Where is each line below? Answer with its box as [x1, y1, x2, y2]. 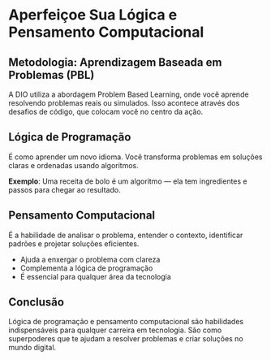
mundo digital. [8, 343, 57, 353]
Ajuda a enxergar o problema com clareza [19, 254, 161, 264]
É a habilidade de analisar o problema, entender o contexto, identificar [8, 230, 243, 240]
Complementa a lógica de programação [19, 262, 153, 273]
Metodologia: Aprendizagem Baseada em [8, 55, 222, 69]
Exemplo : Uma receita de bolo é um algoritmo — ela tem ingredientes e [8, 176, 247, 186]
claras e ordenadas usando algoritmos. [8, 160, 140, 170]
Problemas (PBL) [8, 67, 95, 82]
